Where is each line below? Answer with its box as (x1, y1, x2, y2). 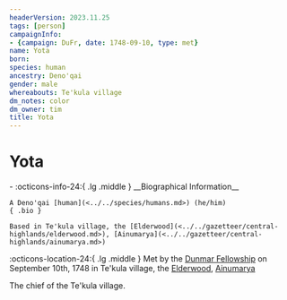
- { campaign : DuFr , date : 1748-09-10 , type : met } (9, 38, 199, 47)
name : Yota (9, 47, 50, 56)
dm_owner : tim (9, 105, 63, 114)
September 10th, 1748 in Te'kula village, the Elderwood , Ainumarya (9, 263, 256, 274)
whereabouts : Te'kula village (9, 88, 123, 97)
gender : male (9, 80, 58, 89)
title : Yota (9, 113, 54, 122)
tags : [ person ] (9, 21, 66, 30)
